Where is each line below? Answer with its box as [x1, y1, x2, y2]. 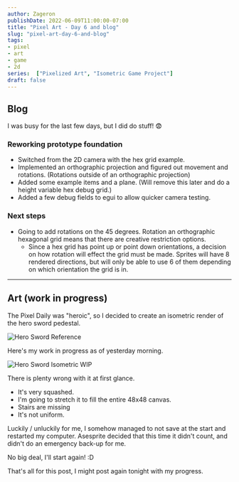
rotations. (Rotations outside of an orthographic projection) [17, 171, 191, 179]
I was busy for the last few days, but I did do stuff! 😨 [7, 122, 162, 130]
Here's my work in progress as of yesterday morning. [7, 346, 164, 355]
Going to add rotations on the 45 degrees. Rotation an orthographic [17, 227, 216, 235]
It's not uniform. [17, 410, 65, 419]
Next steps [7, 211, 46, 221]
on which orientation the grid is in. [28, 264, 129, 274]
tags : [7, 37, 23, 44]
